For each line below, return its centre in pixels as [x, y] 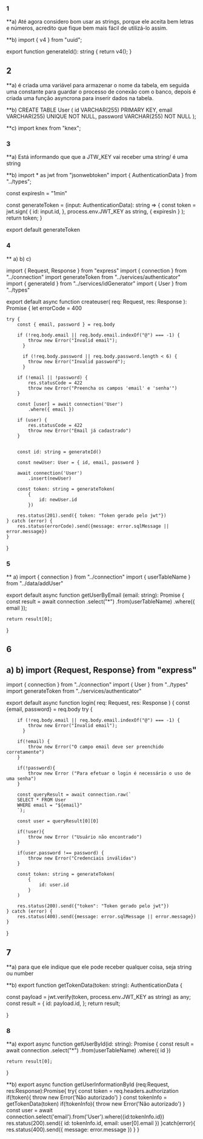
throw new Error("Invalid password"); [77, 361]
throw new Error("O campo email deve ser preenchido [96, 747]
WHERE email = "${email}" [50, 805]
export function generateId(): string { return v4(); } [69, 52]
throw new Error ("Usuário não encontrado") [85, 837]
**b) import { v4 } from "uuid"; [44, 40]
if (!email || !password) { [52, 377]
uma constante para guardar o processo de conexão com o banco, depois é [101, 92]
